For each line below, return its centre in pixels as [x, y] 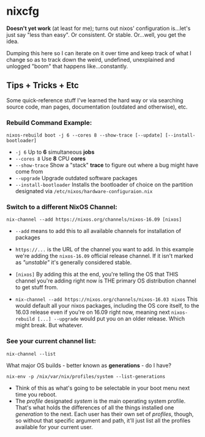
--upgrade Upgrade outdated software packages [76, 178]
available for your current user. [54, 427]
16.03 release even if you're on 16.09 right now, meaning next [92, 312]
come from [29, 172]
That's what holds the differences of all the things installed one [95, 407]
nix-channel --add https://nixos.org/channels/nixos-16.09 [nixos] [94, 220]
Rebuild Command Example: [49, 123]
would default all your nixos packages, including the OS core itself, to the [107, 306]
